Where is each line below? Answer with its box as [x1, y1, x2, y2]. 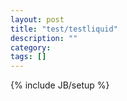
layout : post [10, 14, 65, 25]
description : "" [10, 33, 78, 43]
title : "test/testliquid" [10, 24, 118, 34]
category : [10, 42, 52, 53]
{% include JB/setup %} [10, 79, 110, 91]
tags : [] [10, 52, 47, 62]
